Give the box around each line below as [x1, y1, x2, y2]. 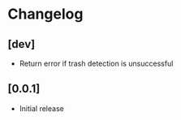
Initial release [19, 103, 64, 114]
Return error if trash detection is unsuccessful [19, 58, 174, 68]
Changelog [7, 5, 84, 24]
